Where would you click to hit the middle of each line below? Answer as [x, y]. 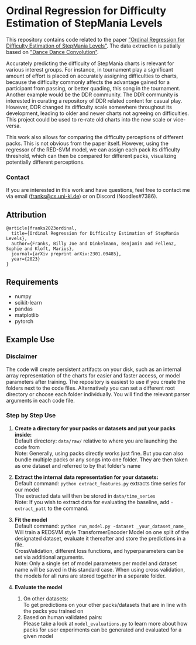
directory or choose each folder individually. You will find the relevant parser [98, 394]
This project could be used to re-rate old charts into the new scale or [89, 119]
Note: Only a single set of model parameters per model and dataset [96, 563]
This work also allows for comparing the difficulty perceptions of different [95, 137]
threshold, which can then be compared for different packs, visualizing [91, 156]
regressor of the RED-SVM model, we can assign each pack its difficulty [93, 149]
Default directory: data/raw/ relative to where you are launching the [96, 441]
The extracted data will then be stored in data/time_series [85, 496]
